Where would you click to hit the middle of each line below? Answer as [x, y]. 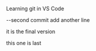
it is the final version [31, 31]
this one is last [24, 43]
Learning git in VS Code [35, 9]
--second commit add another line [48, 20]
